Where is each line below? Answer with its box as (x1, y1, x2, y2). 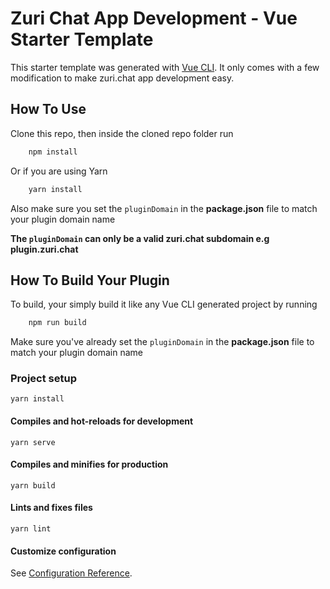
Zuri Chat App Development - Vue (10, 7, 298, 30)
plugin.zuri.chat (10, 243, 79, 255)
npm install (28, 147, 78, 157)
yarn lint (10, 524, 52, 534)
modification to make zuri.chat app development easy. (10, 72, 235, 84)
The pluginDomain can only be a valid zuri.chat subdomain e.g (10, 232, 270, 244)
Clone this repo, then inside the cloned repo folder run (10, 127, 234, 139)
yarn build (10, 480, 56, 491)
